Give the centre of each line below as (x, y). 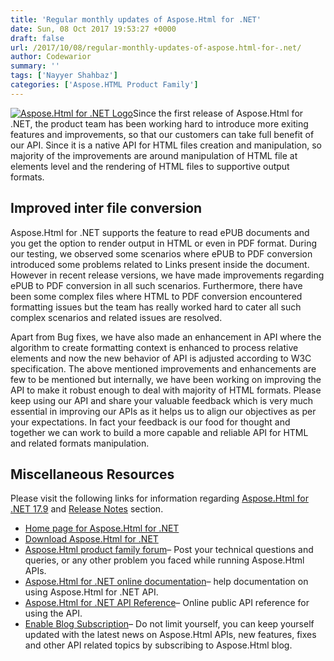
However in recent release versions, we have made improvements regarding (167, 275)
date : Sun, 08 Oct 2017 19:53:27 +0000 (93, 29)
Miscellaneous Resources (92, 474)
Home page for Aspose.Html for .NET (102, 528)
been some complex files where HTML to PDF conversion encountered (156, 296)
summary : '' (35, 66)
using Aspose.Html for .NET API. (91, 592)
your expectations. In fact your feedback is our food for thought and (150, 422)
